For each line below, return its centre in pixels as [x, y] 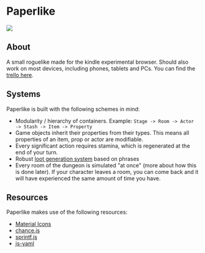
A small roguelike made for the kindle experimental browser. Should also [97, 62]
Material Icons [33, 224]
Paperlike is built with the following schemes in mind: [73, 109]
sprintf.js [26, 237]
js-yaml [25, 244]
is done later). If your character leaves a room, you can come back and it [107, 172]
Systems [24, 94]
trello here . [20, 75]
